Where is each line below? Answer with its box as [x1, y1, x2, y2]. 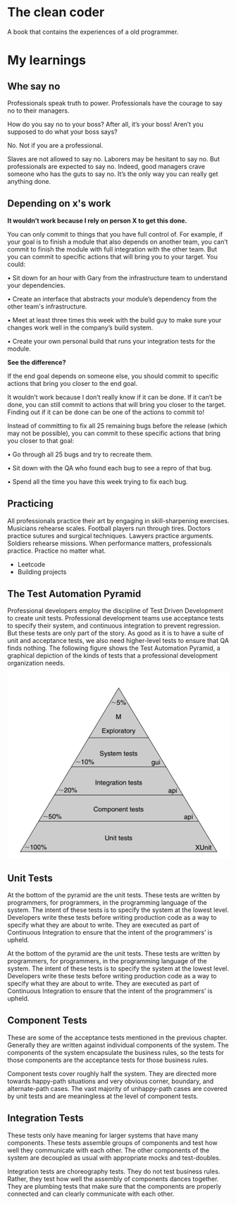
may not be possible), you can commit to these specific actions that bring [7, 429, 221, 437]
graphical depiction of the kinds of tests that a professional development [7, 651, 218, 660]
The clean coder [7, 4, 105, 20]
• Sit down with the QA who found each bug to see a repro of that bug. [7, 463, 213, 472]
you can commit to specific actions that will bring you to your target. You [7, 252, 218, 261]
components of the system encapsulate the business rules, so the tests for [7, 1048, 224, 1056]
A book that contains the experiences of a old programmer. [7, 27, 179, 36]
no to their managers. [7, 106, 70, 115]
